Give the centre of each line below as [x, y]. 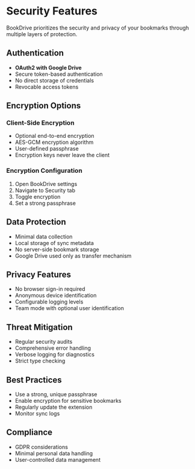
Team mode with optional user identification [70, 308]
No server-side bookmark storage [57, 249]
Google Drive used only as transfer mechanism [73, 256]
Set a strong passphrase [45, 203]
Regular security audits [44, 342]
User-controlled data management [58, 459]
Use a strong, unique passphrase [56, 394]
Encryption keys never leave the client [62, 155]
